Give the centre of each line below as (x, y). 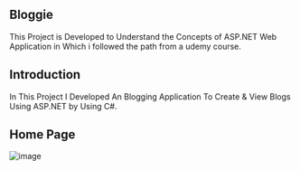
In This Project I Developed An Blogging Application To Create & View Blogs (150, 96)
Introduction (45, 75)
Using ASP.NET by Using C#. (63, 106)
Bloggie (32, 15)
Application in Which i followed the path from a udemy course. (126, 46)
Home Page (42, 135)
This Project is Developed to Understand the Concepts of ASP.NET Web (143, 36)
